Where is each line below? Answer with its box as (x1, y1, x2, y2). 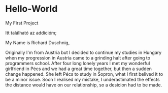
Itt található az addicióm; (5, 29, 57, 36)
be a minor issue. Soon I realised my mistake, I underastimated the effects (5, 76, 160, 82)
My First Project (5, 20, 39, 26)
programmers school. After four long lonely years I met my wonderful (5, 60, 150, 66)
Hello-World (5, 3, 58, 15)
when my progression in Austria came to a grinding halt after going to (5, 54, 151, 61)
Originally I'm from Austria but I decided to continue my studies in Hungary (5, 49, 162, 55)
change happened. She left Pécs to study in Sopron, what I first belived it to (5, 71, 163, 77)
